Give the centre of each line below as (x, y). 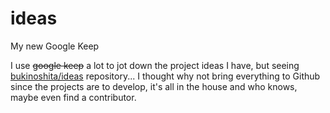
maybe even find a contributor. (73, 97)
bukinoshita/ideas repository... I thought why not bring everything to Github (165, 76)
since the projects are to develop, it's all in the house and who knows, (154, 86)
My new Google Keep (55, 46)
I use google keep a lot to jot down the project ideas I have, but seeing (155, 65)
